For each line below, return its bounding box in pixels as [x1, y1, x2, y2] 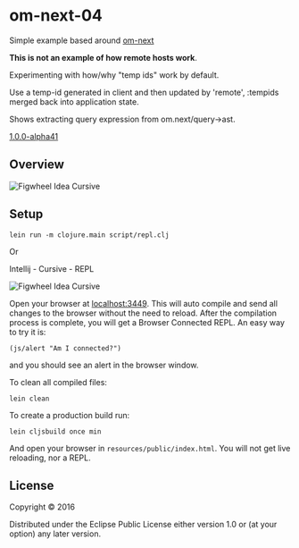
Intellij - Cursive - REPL [9, 263, 95, 274]
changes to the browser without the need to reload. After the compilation [9, 308, 278, 318]
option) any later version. [9, 528, 101, 539]
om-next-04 [9, 5, 103, 26]
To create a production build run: [9, 409, 130, 420]
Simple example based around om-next [9, 35, 154, 46]
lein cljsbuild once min [9, 426, 102, 436]
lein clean [9, 394, 50, 403]
